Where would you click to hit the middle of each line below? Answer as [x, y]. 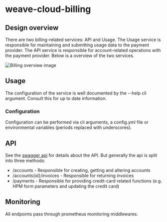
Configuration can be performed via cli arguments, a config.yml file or [77, 122]
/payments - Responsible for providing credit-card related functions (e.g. [87, 180]
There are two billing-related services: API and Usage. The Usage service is [83, 39]
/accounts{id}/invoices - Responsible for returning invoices [73, 175]
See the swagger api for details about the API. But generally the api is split [81, 155]
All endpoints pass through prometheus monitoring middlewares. [72, 214]
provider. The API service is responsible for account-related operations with [83, 50]
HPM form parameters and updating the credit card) [66, 186]
